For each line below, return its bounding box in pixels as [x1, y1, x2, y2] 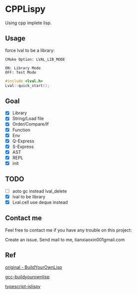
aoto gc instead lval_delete [12, 188, 67, 194]
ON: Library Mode [5, 65, 41, 70]
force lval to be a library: [5, 47, 55, 53]
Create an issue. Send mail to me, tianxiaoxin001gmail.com [5, 237, 125, 243]
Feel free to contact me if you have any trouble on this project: [5, 227, 132, 233]
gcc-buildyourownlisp [5, 274, 50, 280]
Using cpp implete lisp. [5, 20, 52, 26]
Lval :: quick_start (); [5, 83, 50, 88]
